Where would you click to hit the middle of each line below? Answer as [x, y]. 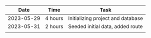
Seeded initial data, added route [105, 26]
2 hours [54, 26]
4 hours [54, 18]
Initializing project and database [106, 18]
